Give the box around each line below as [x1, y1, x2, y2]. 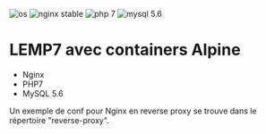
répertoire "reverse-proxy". [9, 114, 109, 125]
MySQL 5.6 [21, 88, 64, 98]
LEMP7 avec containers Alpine [9, 40, 241, 60]
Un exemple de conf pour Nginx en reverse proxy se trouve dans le [9, 105, 257, 116]
